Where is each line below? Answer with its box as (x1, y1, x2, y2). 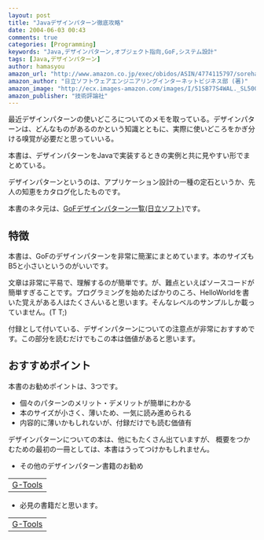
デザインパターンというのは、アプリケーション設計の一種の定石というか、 (8, 178, 249, 187)
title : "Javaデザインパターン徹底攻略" (8, 19, 124, 27)
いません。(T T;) (14, 307, 68, 317)
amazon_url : (8, 70, 47, 78)
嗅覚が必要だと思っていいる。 (21, 134, 119, 144)
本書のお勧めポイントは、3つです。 (8, 381, 123, 391)
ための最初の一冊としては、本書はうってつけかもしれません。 (14, 444, 214, 454)
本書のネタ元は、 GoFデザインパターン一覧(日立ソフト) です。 (8, 204, 205, 213)
